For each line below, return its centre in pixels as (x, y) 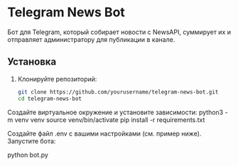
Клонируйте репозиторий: (57, 79)
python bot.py (28, 155)
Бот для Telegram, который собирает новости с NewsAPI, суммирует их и (119, 32)
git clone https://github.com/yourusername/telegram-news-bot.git (118, 92)
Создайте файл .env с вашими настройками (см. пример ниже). (104, 133)
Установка (32, 62)
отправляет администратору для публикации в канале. (91, 39)
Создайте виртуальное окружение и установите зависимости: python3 (115, 112)
